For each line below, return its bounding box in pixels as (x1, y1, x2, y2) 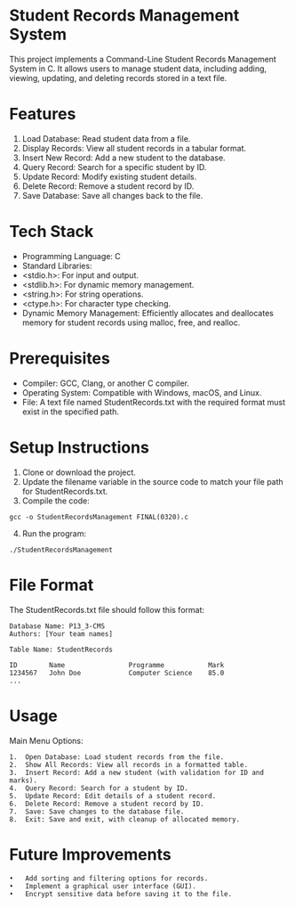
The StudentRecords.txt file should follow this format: (9, 604, 205, 615)
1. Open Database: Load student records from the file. (9, 752, 225, 762)
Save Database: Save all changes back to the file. (21, 190, 203, 200)
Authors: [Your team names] (9, 629, 114, 638)
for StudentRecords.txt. (21, 486, 108, 496)
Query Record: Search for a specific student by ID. (21, 161, 207, 172)
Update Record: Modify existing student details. (21, 171, 197, 182)
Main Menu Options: (9, 735, 84, 746)
